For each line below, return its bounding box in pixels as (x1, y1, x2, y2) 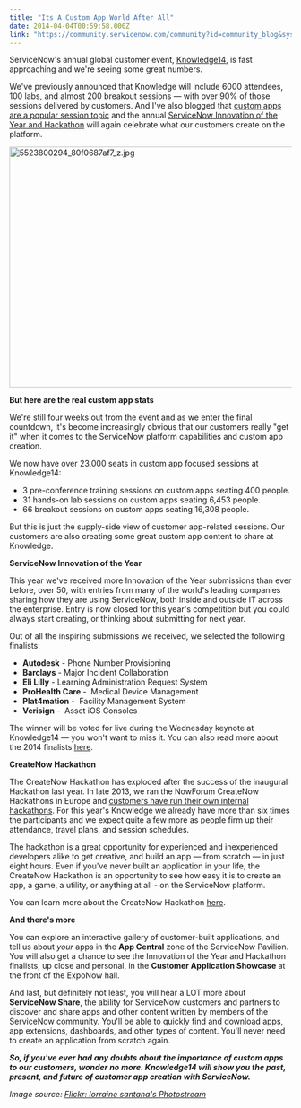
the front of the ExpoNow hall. (9, 970, 120, 981)
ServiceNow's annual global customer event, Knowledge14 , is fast (9, 55, 253, 65)
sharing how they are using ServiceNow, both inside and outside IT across (9, 594, 284, 606)
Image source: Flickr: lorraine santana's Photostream (9, 1089, 207, 1100)
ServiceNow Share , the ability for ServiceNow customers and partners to (9, 997, 280, 1008)
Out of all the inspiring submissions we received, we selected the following (9, 631, 285, 641)
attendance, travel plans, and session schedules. (9, 824, 190, 835)
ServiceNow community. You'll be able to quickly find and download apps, (9, 1016, 284, 1027)
